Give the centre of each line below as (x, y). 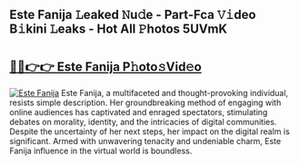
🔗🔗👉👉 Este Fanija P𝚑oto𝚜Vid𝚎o (105, 67)
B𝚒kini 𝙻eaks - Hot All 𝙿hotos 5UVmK (119, 29)
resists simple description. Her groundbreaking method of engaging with (145, 102)
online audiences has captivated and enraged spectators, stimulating (139, 112)
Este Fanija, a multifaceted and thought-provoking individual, (174, 93)
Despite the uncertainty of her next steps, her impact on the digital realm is (150, 131)
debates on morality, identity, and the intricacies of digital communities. (143, 122)
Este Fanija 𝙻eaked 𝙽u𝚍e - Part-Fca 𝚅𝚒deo (133, 15)
